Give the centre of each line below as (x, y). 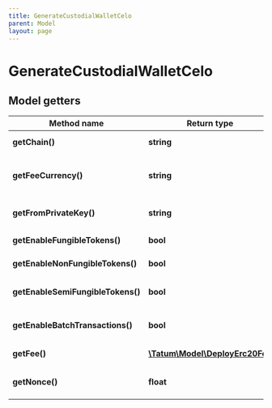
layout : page (30, 31)
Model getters (45, 101)
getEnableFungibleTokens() (67, 240)
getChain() (34, 142)
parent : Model (32, 23)
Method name (76, 124)
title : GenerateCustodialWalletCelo (70, 16)
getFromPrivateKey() (54, 213)
